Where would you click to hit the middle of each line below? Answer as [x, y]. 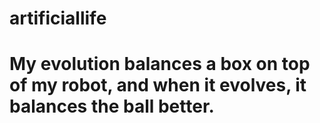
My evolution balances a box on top [160, 64]
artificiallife [58, 18]
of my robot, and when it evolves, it [158, 85]
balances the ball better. [112, 106]
